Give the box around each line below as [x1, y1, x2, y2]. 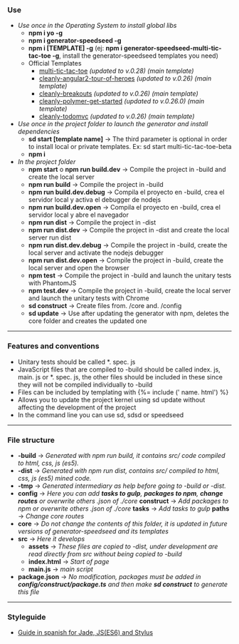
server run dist [28, 233, 72, 242]
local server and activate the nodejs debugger [28, 248, 164, 257]
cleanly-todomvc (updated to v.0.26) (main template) [38, 112, 195, 121]
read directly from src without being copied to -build [28, 549, 183, 558]
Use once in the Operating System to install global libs [17, 21, 177, 30]
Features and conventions [7, 341, 100, 351]
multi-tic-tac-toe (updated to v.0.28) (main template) [38, 66, 194, 76]
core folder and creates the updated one [28, 317, 147, 325]
